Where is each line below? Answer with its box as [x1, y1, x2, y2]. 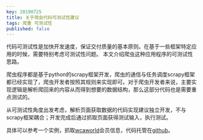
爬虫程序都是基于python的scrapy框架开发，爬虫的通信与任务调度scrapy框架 [6, 71, 195, 78]
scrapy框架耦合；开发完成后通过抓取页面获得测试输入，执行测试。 [6, 114, 172, 121]
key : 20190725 [6, 8, 42, 15]
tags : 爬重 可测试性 [6, 20, 53, 26]
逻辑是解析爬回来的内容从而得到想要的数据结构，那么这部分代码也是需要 [11, 86, 192, 94]
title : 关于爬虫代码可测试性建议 [6, 14, 80, 21]
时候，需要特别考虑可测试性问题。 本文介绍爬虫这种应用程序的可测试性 [16, 51, 193, 58]
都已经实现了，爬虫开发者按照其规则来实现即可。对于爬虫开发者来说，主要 [6, 78, 192, 86]
